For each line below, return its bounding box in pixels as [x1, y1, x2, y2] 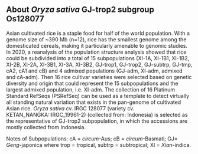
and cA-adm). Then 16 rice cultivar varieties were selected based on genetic [6, 73, 192, 80]
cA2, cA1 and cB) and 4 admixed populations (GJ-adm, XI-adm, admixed [6, 67, 183, 74]
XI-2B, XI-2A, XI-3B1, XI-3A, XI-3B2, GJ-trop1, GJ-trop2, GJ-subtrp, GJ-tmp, [6, 61, 193, 68]
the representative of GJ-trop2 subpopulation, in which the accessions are [6, 117, 188, 124]
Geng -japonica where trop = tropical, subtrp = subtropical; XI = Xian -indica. [6, 141, 191, 148]
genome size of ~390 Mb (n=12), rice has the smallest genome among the [6, 35, 187, 43]
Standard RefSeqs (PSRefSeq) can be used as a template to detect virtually [6, 92, 190, 99]
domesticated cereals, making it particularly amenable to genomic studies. [6, 42, 188, 49]
